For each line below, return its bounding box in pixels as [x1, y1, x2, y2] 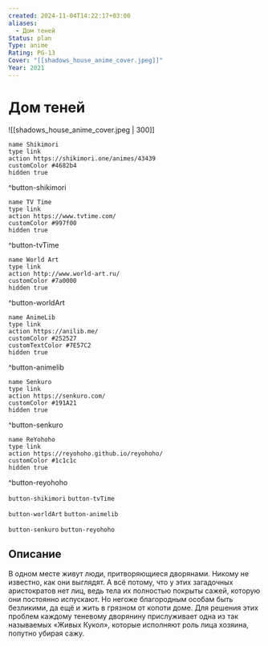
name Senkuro [8, 378, 52, 386]
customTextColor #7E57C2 [8, 341, 91, 349]
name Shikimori [8, 140, 59, 148]
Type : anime [8, 42, 48, 50]
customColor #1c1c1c [8, 456, 78, 465]
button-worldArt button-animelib [8, 510, 119, 518]
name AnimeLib [8, 313, 56, 321]
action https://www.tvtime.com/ [8, 212, 116, 220]
